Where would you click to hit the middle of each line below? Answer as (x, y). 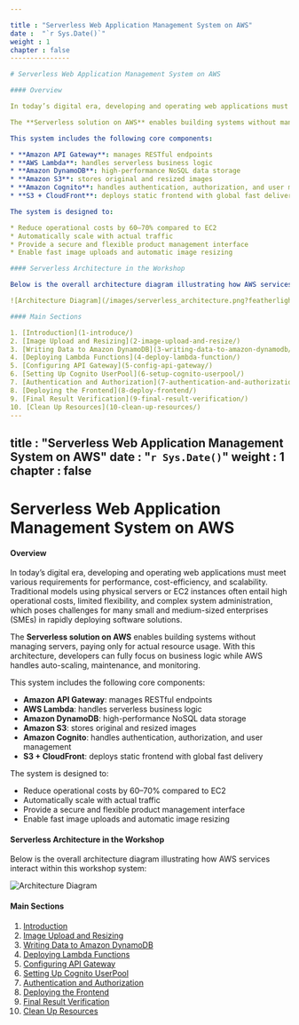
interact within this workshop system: (79, 869)
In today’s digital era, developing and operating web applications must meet (148, 573)
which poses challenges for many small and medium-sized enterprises (139, 610)
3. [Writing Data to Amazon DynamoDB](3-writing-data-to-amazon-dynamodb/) (153, 349)
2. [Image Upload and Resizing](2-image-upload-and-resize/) (126, 341)
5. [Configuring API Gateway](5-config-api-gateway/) (112, 366)
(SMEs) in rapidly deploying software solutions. (96, 620)
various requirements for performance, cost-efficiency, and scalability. (139, 582)
